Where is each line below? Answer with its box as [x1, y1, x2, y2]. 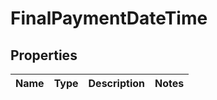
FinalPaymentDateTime [10, 7, 208, 30]
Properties [10, 47, 78, 64]
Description [88, 77, 145, 90]
